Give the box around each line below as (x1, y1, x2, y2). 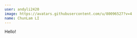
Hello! (4, 29, 16, 35)
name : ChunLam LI (4, 16, 40, 20)
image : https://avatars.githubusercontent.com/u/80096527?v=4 (4, 11, 132, 16)
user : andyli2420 (4, 7, 40, 12)
